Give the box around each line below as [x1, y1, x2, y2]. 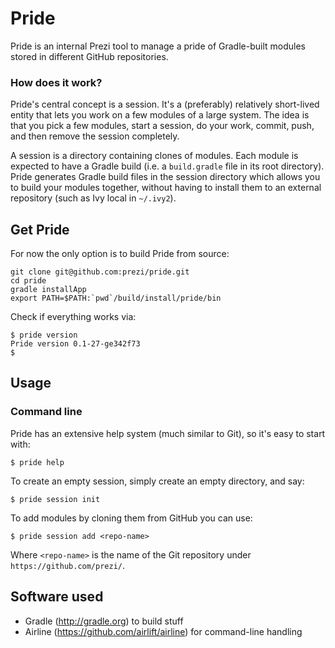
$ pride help [10, 457, 65, 467]
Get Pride [10, 221, 70, 238]
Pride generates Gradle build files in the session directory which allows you [10, 171, 321, 183]
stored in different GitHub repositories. [10, 50, 169, 62]
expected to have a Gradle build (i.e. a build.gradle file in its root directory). [10, 160, 325, 172]
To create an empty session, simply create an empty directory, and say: [10, 475, 305, 487]
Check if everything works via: [10, 311, 137, 323]
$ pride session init [10, 494, 101, 504]
